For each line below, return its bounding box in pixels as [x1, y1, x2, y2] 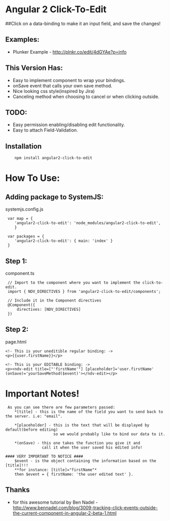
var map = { [7, 216, 33, 221]
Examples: [5, 35, 40, 44]
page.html [5, 338, 27, 345]
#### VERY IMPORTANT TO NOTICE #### [5, 454, 83, 459]
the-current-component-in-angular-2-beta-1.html [12, 510, 117, 516]
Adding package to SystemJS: [5, 192, 104, 201]
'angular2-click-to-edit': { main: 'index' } [14, 238, 113, 243]
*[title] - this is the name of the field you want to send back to [14, 409, 163, 414]
